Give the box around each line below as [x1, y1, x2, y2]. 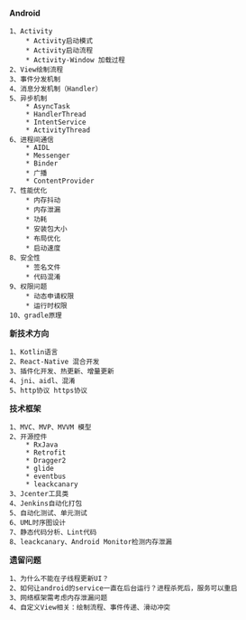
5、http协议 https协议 [9, 386, 88, 395]
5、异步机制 [9, 94, 48, 103]
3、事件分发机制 [9, 75, 61, 84]
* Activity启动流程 [25, 46, 93, 55]
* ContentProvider [25, 176, 95, 185]
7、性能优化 [9, 186, 48, 195]
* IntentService [25, 117, 87, 127]
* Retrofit [25, 448, 67, 457]
